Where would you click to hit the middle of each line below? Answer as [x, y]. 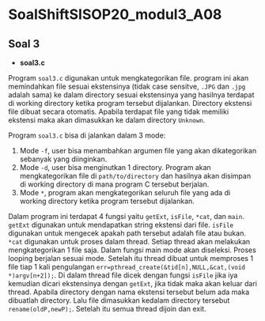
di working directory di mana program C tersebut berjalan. [114, 184]
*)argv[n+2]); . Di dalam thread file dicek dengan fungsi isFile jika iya [123, 275]
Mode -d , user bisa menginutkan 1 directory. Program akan [115, 167]
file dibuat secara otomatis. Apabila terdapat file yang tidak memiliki [119, 111]
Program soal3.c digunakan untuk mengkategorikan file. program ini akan [129, 78]
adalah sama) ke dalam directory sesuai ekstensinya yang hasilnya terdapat [131, 95]
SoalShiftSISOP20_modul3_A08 [115, 15]
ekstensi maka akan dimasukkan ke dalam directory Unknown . [107, 120]
